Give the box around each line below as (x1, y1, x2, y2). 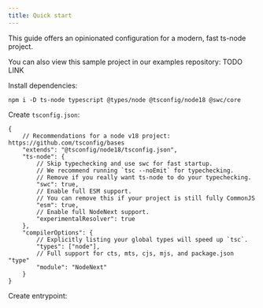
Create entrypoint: (8, 291, 68, 300)
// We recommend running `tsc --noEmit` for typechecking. (36, 167, 235, 175)
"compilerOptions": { (22, 228, 93, 237)
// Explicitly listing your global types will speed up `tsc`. (36, 235, 248, 243)
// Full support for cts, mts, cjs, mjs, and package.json (36, 250, 235, 257)
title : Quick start (8, 11, 72, 20)
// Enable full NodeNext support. (36, 208, 150, 216)
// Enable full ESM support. (36, 187, 132, 195)
